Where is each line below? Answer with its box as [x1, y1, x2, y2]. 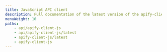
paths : [5, 21, 19, 26]
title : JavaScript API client [5, 7, 68, 12]
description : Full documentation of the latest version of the [5, 12, 139, 17]
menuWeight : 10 [5, 16, 37, 21]
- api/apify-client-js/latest [14, 30, 77, 35]
